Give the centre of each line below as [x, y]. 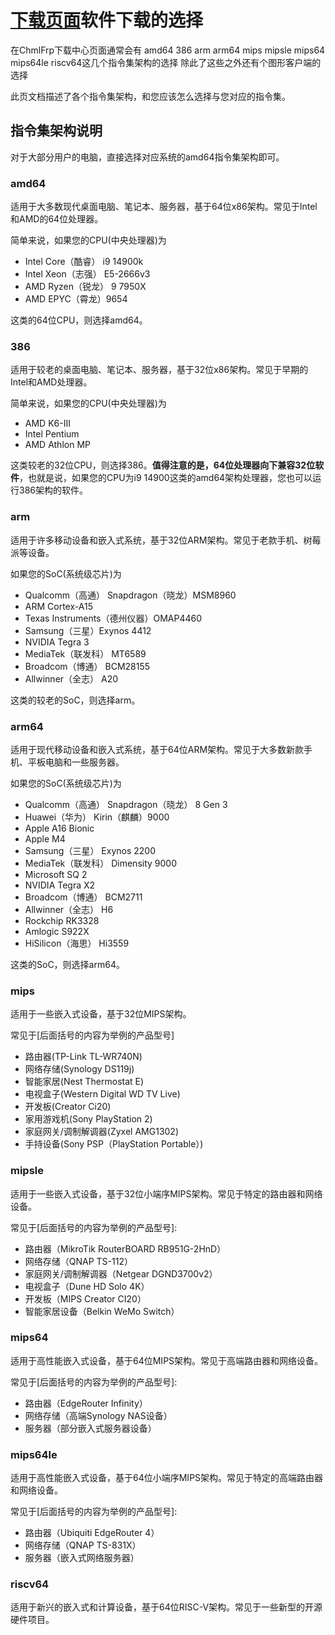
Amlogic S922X [57, 931]
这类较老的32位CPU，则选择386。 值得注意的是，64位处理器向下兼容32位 [163, 465]
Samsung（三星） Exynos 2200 [90, 850]
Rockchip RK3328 [62, 920]
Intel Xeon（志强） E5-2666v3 [87, 274]
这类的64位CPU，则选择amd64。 [79, 320]
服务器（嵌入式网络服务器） [82, 1558]
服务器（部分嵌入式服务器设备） [90, 1428]
